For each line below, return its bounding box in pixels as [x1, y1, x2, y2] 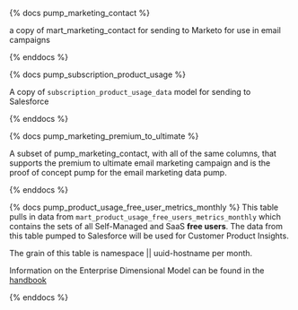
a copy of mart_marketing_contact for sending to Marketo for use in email [9, 25, 281, 35]
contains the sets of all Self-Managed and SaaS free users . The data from [9, 221, 283, 231]
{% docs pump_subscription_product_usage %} [9, 69, 187, 80]
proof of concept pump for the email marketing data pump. [9, 168, 227, 177]
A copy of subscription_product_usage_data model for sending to [9, 87, 251, 97]
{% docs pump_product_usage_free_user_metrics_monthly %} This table [9, 202, 279, 212]
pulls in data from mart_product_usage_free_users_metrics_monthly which [9, 211, 281, 222]
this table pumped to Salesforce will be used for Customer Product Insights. [9, 230, 289, 241]
